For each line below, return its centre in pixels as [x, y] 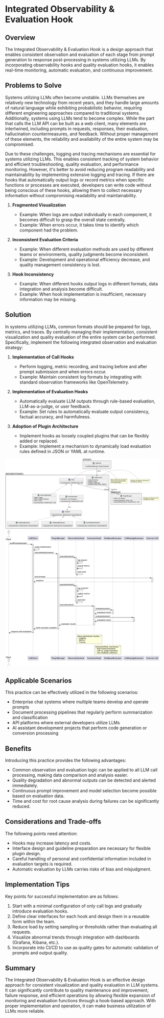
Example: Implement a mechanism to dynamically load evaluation [85, 446]
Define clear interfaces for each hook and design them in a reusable [81, 916]
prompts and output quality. [40, 953]
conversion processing [35, 733]
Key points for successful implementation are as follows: [62, 896]
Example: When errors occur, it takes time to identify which [79, 225]
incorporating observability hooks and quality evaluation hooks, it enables [80, 65]
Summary [20, 968]
